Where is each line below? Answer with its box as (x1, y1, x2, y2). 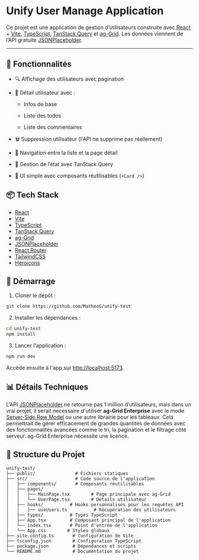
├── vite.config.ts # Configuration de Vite (6, 533, 134, 539)
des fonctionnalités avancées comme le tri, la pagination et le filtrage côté (6, 426, 187, 433)
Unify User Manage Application (6, 4, 164, 18)
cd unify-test (6, 326, 41, 332)
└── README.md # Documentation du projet (6, 548, 139, 554)
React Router (14, 246, 47, 253)
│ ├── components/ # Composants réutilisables (6, 481, 145, 487)
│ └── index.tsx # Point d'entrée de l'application (6, 522, 158, 529)
